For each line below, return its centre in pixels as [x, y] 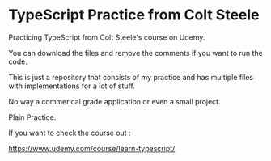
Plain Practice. [32, 117]
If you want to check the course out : [70, 133]
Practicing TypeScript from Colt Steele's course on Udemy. [107, 37]
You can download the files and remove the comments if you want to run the [135, 53]
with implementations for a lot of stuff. [72, 86]
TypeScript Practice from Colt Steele [134, 15]
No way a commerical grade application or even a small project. [114, 101]
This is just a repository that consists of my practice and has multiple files [131, 77]
